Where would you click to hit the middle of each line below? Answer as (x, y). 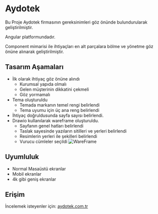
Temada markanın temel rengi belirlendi (59, 105)
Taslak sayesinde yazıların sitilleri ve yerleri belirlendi (73, 131)
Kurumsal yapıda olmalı (43, 84)
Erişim (15, 194)
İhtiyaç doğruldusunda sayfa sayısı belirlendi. (58, 115)
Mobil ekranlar (27, 174)
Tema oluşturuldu (30, 100)
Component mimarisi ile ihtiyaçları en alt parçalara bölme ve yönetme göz (79, 46)
